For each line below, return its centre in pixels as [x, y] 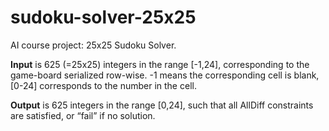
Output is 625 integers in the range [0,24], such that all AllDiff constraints [162, 105]
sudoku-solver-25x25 [103, 17]
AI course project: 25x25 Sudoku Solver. [93, 45]
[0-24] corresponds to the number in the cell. [103, 85]
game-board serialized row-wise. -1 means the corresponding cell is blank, [165, 75]
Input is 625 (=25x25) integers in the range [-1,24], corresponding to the [160, 64]
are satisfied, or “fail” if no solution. [83, 115]
